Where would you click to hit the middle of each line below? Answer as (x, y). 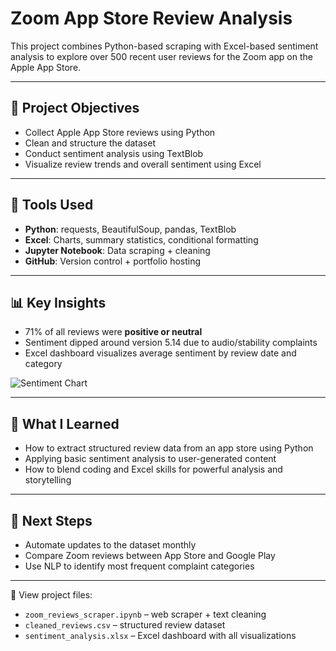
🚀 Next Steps (51, 520)
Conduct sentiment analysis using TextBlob (114, 153)
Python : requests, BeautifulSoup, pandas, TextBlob (130, 229)
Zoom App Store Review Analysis (151, 18)
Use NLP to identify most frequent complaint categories (139, 566)
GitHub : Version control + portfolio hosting (113, 261)
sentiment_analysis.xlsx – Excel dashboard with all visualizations (160, 635)
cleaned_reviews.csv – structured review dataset (125, 625)
